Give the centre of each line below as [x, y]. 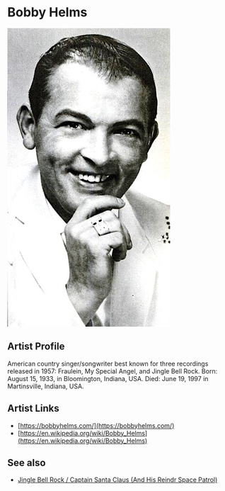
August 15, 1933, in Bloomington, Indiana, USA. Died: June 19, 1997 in [108, 378]
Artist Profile [36, 347]
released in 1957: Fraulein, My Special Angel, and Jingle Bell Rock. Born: [112, 371]
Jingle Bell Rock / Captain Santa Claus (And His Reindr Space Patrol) [117, 480]
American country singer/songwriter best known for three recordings [108, 363]
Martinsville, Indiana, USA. [46, 386]
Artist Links [34, 408]
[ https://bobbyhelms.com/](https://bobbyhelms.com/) [96, 425]
